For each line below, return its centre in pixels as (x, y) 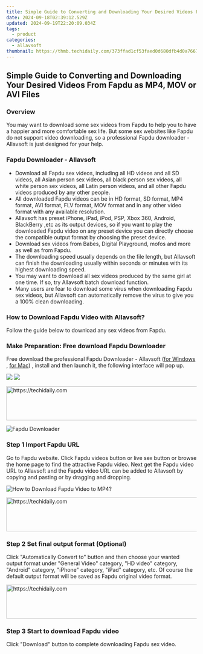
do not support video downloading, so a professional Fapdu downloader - (98, 138)
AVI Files (23, 95)
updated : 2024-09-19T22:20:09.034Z (51, 23)
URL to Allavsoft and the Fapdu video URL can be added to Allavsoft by (95, 471)
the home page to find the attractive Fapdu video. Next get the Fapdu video (100, 464)
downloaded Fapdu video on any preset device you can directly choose (104, 231)
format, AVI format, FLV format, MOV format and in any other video (98, 205)
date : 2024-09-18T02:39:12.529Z (47, 18)
